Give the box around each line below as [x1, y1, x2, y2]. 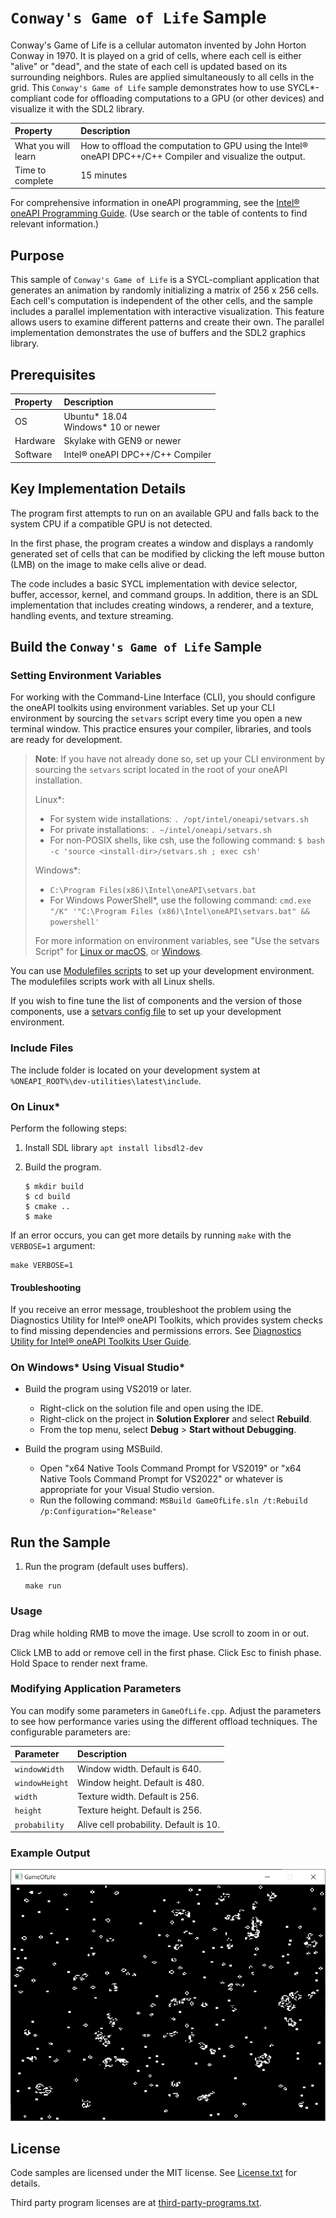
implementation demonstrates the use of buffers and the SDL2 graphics [10, 327, 306, 339]
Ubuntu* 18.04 [63, 410, 128, 422]
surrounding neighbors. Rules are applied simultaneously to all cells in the [10, 71, 315, 83]
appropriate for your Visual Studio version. [39, 1484, 215, 1496]
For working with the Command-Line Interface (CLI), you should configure [10, 691, 316, 703]
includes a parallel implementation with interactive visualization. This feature [10, 306, 325, 318]
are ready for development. [10, 734, 123, 746]
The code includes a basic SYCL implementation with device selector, [10, 577, 298, 590]
